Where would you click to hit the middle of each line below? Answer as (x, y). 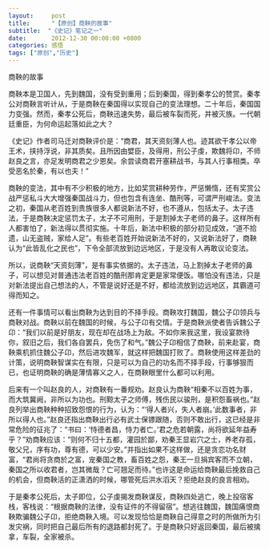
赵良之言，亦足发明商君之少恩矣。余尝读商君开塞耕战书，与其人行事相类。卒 (134, 161)
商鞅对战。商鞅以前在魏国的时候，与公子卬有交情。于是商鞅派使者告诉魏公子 (134, 322)
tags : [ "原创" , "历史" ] (44, 53)
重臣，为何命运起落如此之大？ (64, 124)
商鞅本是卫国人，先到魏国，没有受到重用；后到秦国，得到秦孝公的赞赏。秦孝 (134, 94)
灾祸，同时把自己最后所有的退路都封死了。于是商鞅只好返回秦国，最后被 (134, 527)
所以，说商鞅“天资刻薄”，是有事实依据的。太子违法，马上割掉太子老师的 (127, 265)
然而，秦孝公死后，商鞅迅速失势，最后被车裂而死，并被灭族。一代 (145, 114)
